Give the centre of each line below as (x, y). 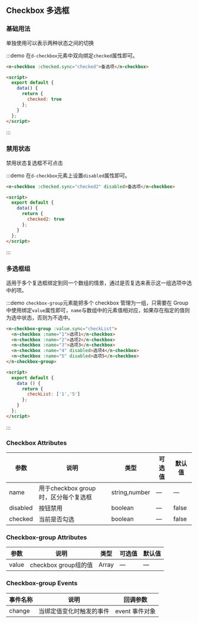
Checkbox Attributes (37, 443)
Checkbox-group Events (42, 583)
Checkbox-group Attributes (47, 537)
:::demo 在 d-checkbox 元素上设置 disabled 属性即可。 (68, 175)
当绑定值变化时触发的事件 (74, 611)
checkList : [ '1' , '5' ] (54, 394)
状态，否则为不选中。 (47, 317)
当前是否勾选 (57, 520)
